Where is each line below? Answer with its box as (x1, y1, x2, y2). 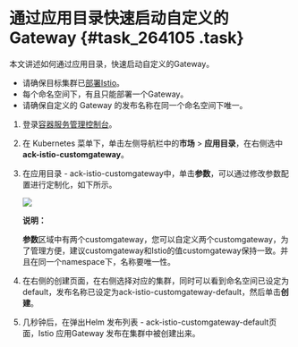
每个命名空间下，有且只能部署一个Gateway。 (21, 89, 189, 99)
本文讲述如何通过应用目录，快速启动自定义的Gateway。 (9, 58, 215, 69)
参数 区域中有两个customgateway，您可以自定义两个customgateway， (21, 233, 281, 244)
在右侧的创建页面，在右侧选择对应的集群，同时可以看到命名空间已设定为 (21, 275, 289, 286)
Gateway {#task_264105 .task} (9, 28, 244, 48)
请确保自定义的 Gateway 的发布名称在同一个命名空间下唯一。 (21, 99, 248, 110)
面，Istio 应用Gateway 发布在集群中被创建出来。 (21, 327, 200, 338)
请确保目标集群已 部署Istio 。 (21, 77, 125, 88)
